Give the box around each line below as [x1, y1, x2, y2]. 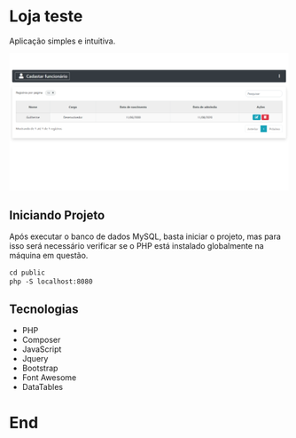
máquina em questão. [9, 251, 89, 261]
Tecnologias [9, 301, 79, 316]
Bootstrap [21, 362, 58, 374]
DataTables [21, 382, 64, 393]
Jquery [21, 354, 49, 364]
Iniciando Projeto [9, 207, 105, 223]
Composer [21, 335, 61, 346]
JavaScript [21, 344, 62, 354]
